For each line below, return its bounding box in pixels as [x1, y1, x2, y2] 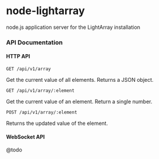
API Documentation [6, 38, 63, 47]
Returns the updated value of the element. [6, 120, 109, 127]
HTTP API [6, 53, 31, 60]
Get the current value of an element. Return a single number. [6, 98, 153, 105]
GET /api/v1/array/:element [6, 88, 75, 94]
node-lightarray [6, 4, 85, 18]
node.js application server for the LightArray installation [6, 24, 141, 31]
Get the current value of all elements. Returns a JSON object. [6, 77, 154, 84]
